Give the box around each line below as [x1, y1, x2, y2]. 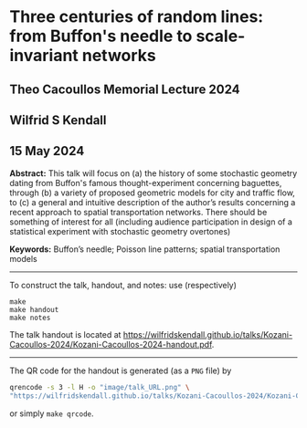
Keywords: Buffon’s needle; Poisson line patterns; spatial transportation [9, 244, 281, 255]
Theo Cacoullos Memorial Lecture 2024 [9, 81, 240, 97]
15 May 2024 [9, 143, 85, 159]
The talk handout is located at [9, 329, 122, 339]
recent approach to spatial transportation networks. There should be [9, 206, 268, 217]
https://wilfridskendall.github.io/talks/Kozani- [122, 329, 293, 339]
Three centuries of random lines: [9, 6, 264, 27]
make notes [9, 313, 51, 322]
